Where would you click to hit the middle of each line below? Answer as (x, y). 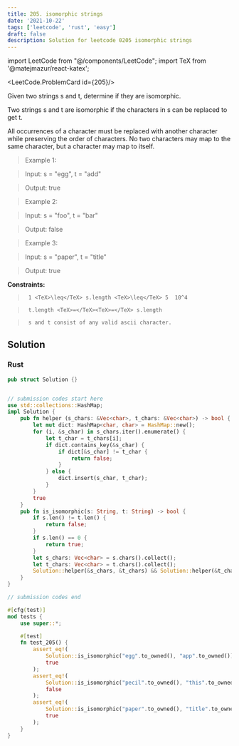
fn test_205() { (44, 643)
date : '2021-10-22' (36, 21)
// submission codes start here (55, 399)
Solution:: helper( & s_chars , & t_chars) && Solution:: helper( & (126, 571)
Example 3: (41, 243)
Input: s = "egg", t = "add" (63, 174)
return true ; (64, 544)
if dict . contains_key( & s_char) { (95, 445)
